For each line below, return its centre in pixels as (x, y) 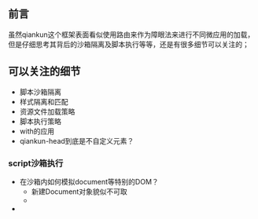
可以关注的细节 (44, 72)
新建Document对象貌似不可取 (79, 192)
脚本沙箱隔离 (40, 92)
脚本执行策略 (40, 121)
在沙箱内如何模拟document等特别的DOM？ (89, 181)
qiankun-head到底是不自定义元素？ (77, 141)
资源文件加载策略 (47, 111)
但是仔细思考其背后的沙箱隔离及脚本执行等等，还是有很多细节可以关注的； (129, 44)
